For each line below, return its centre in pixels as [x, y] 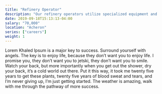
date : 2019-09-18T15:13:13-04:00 [39, 18]
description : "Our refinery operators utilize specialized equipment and [81, 14]
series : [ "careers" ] [26, 32]
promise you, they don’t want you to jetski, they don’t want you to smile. [77, 61]
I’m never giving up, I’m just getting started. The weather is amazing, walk [79, 81]
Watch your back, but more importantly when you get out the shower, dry [78, 65]
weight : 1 [15, 37]
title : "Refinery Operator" [33, 9]
